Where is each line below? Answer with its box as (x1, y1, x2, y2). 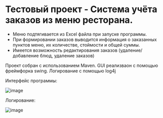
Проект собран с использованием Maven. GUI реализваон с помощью (5, 62, 158, 68)
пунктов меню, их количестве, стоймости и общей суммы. (12, 42, 140, 48)
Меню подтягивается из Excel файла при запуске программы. (12, 31, 147, 37)
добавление (12, 52, 39, 59)
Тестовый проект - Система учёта (5, 4, 157, 15)
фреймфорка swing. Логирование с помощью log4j (5, 67, 116, 74)
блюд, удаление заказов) (39, 52, 95, 59)
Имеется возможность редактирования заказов (12, 47, 118, 53)
